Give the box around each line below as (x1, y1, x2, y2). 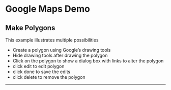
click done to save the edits (12, 69, 70, 75)
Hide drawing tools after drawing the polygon (12, 52, 108, 58)
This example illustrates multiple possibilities (5, 37, 99, 43)
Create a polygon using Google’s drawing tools (12, 47, 111, 53)
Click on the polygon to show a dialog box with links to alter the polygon (12, 58, 164, 64)
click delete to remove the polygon (12, 74, 85, 80)
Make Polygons (5, 24, 55, 32)
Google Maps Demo (5, 3, 90, 15)
